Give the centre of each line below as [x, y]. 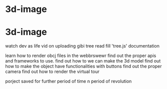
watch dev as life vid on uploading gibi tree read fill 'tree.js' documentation [82, 46]
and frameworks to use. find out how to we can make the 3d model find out [83, 61]
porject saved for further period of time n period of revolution [68, 81]
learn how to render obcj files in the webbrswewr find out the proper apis [81, 55]
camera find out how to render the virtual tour [52, 71]
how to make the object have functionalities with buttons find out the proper [83, 66]
